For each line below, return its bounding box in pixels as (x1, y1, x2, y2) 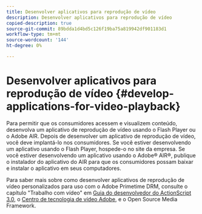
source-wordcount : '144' (6, 37, 69, 43)
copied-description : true (6, 20, 72, 26)
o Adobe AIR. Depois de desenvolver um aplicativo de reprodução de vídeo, (6, 132, 196, 140)
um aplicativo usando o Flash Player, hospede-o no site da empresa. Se (6, 145, 186, 152)
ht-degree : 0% (6, 43, 42, 49)
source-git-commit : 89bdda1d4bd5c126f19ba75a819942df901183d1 (6, 25, 167, 32)
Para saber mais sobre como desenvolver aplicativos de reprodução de (6, 176, 185, 183)
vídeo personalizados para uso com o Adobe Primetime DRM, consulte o (6, 183, 188, 190)
